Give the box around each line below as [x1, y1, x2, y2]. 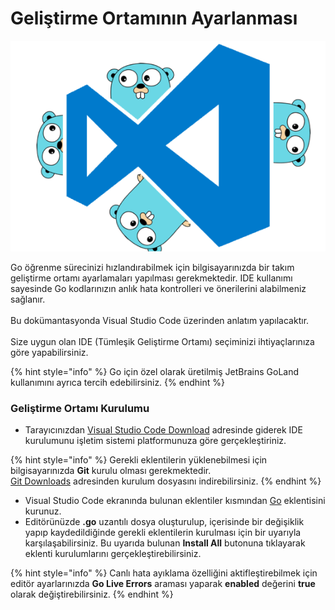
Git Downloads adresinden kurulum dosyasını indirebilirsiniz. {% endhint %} [10, 475, 322, 487]
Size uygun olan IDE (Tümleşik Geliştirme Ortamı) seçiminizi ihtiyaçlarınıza [10, 335, 315, 347]
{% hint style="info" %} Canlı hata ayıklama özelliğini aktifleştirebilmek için [10, 567, 318, 579]
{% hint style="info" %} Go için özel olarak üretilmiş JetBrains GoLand [10, 365, 300, 377]
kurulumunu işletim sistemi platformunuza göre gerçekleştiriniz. [24, 435, 287, 447]
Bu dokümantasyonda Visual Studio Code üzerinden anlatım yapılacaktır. [10, 314, 310, 326]
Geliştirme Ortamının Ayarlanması [10, 7, 298, 30]
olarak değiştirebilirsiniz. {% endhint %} [10, 588, 174, 601]
